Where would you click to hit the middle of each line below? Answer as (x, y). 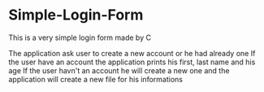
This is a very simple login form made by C (80, 37)
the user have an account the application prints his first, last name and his (132, 62)
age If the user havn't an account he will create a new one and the (119, 70)
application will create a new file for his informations (95, 79)
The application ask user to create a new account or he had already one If (132, 53)
